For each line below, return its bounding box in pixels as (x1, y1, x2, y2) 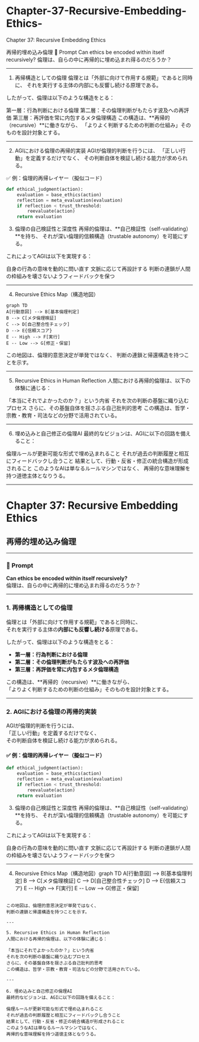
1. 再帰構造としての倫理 (6, 604, 73, 612)
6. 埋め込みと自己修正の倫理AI (6, 988, 73, 994)
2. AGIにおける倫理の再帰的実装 (6, 707, 97, 716)
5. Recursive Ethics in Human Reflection (6, 929, 110, 935)
